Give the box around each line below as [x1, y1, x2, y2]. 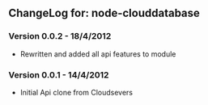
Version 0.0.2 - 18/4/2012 [8, 31, 112, 42]
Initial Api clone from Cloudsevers [19, 87, 134, 97]
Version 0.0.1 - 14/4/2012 [8, 69, 109, 80]
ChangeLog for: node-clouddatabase [8, 6, 201, 20]
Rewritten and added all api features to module [19, 48, 176, 59]
